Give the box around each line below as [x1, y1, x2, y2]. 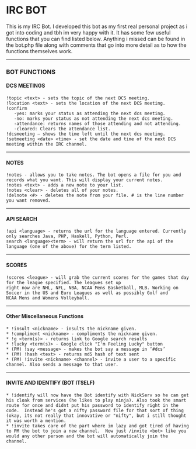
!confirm [6, 106, 27, 112]
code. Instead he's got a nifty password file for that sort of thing [6, 407, 184, 414]
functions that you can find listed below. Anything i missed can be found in [6, 35, 185, 42]
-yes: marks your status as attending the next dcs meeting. [13, 110, 166, 117]
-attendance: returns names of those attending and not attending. [13, 121, 181, 127]
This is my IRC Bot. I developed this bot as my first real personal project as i [6, 23, 188, 30]
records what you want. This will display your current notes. [6, 177, 163, 183]
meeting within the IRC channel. [6, 141, 87, 147]
